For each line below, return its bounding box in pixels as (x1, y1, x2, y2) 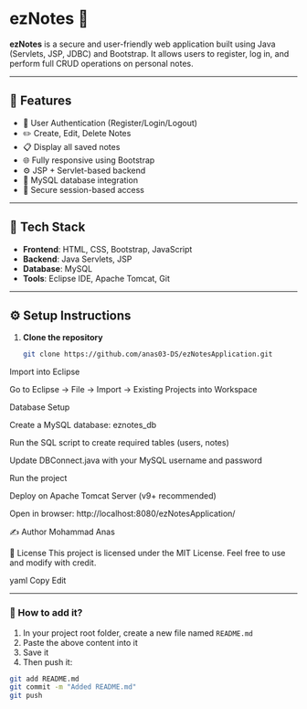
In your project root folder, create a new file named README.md (22, 627, 253, 639)
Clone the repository (22, 332, 103, 343)
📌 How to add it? (9, 607, 83, 619)
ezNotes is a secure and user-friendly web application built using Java (9, 38, 276, 49)
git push (9, 691, 43, 701)
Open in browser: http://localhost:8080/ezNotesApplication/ (9, 508, 236, 520)
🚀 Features (9, 93, 72, 109)
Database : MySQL (22, 263, 93, 274)
